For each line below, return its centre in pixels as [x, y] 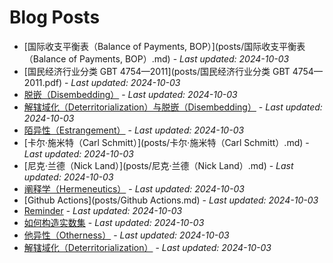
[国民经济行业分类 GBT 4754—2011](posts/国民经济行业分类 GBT [157, 71]
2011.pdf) [43, 82]
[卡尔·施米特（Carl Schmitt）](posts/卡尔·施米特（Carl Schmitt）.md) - [166, 142]
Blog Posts [55, 17]
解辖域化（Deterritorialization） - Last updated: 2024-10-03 [147, 247]
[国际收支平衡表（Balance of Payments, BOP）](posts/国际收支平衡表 [164, 46]
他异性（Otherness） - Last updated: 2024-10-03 [126, 235]
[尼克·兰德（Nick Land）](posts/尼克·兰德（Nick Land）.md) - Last [158, 165]
